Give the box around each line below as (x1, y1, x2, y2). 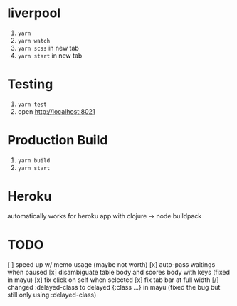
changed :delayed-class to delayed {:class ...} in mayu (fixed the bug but (7, 283, 221, 291)
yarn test (17, 101, 48, 108)
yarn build (17, 157, 51, 164)
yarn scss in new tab (17, 43, 80, 52)
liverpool (7, 5, 61, 21)
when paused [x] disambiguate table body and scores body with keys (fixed (7, 268, 230, 276)
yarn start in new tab (17, 51, 83, 60)
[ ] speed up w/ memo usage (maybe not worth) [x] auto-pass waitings (7, 260, 216, 268)
